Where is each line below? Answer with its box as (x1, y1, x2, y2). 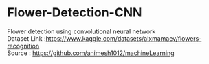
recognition (7, 42, 40, 50)
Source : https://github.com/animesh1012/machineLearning (7, 49, 175, 57)
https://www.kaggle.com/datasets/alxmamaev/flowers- (45, 34, 202, 42)
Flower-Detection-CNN (7, 5, 142, 20)
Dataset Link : (7, 34, 46, 42)
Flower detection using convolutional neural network (7, 27, 156, 35)
